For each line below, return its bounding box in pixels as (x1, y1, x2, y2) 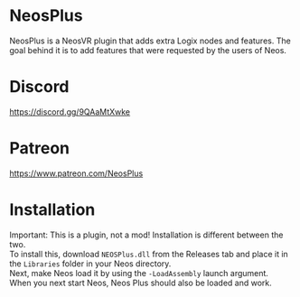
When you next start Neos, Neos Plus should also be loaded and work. (9, 277, 273, 288)
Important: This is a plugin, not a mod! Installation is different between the (9, 229, 284, 240)
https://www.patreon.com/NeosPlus (9, 168, 144, 179)
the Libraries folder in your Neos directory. (9, 258, 172, 269)
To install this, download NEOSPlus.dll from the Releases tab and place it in (9, 248, 289, 259)
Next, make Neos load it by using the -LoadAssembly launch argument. (9, 267, 269, 278)
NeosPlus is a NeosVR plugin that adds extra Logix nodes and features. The (9, 35, 291, 46)
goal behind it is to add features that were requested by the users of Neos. (9, 44, 287, 55)
